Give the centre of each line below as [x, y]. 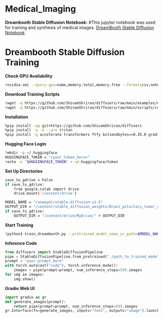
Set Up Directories [24, 171]
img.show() [25, 279]
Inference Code [21, 243]
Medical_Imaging [41, 9]
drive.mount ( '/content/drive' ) [45, 193]
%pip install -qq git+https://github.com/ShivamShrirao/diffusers [73, 126]
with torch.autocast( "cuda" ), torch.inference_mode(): [62, 266]
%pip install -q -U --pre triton [39, 130]
